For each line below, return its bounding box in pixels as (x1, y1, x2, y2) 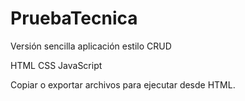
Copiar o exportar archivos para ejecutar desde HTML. (10, 78, 236, 91)
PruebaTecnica (10, 7, 138, 30)
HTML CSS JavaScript (10, 59, 103, 71)
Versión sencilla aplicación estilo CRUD (10, 40, 172, 52)
